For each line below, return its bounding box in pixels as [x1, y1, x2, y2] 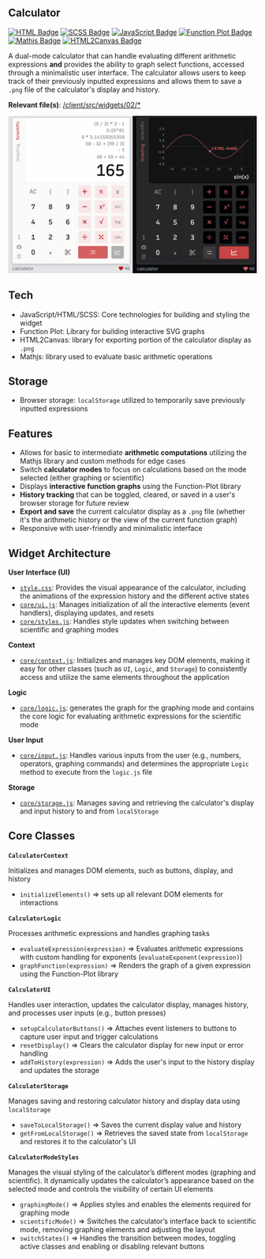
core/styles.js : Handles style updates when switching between [19, 616, 230, 626]
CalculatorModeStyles [8, 1153, 80, 1162]
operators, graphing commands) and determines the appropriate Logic [19, 759, 250, 768]
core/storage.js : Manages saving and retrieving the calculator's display [19, 798, 255, 808]
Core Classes [8, 829, 76, 843]
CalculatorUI [8, 985, 51, 994]
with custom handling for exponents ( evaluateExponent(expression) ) [19, 952, 243, 961]
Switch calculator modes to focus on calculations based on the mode [19, 465, 247, 474]
